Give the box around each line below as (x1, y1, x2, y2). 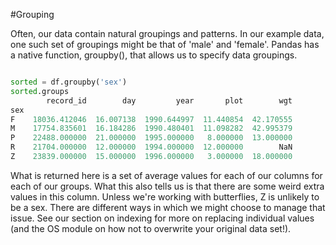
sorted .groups (10, 86, 70, 96)
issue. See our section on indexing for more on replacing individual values (10, 212, 315, 224)
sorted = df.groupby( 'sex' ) (10, 77, 128, 87)
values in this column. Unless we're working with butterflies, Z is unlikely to (10, 190, 320, 203)
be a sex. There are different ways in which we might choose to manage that (10, 201, 326, 213)
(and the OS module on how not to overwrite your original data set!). (10, 222, 292, 234)
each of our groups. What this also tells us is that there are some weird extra (10, 180, 325, 192)
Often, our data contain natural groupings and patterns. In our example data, (10, 28, 325, 39)
